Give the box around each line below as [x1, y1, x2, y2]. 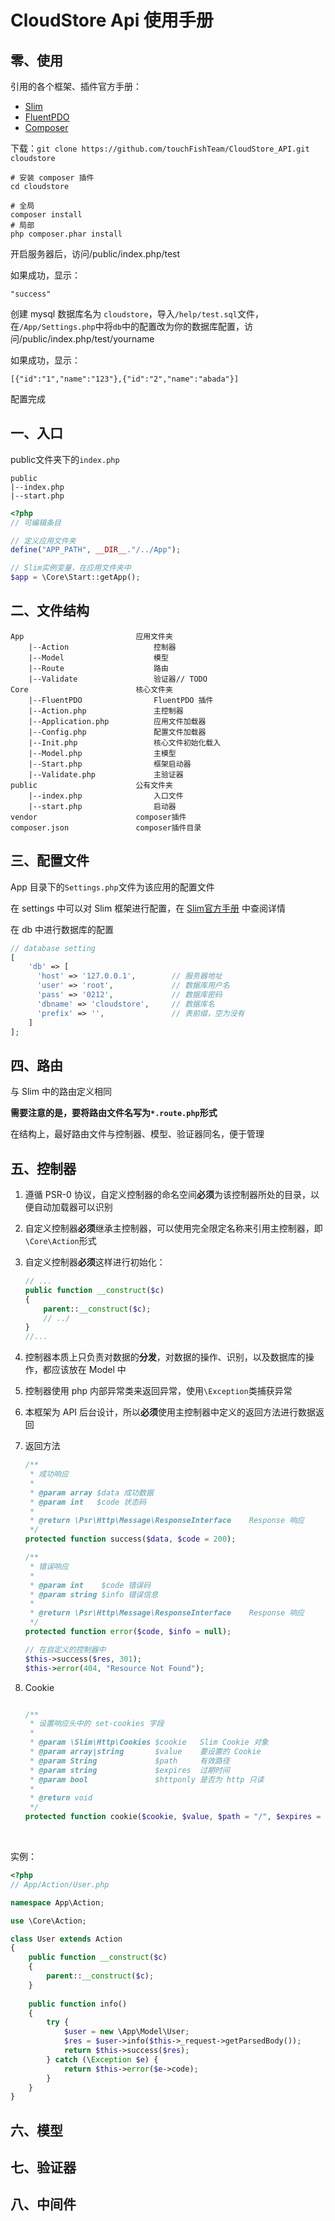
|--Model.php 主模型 [28, 748, 177, 758]
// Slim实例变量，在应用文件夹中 [10, 563, 132, 573]
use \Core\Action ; [10, 1916, 87, 1926]
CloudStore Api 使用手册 [10, 9, 214, 32]
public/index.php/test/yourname [22, 333, 155, 345]
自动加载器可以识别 [33, 1201, 113, 1213]
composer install [10, 210, 83, 220]
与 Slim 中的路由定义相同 [10, 1086, 112, 1098]
